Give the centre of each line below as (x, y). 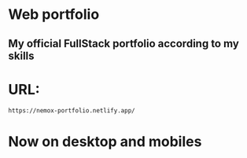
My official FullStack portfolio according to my (124, 44)
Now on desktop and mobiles (105, 141)
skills (21, 55)
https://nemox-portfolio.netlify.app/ (72, 110)
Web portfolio (54, 15)
